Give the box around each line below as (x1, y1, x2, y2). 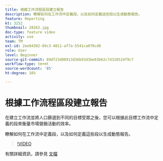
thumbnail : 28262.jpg (5, 25, 49, 30)
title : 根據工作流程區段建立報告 (5, 7, 64, 12)
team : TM (5, 39, 23, 44)
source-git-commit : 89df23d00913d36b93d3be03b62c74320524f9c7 (5, 57, 134, 62)
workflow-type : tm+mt (5, 61, 49, 66)
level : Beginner (5, 52, 38, 58)
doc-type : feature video (5, 30, 55, 35)
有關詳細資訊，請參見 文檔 (5, 151, 57, 157)
